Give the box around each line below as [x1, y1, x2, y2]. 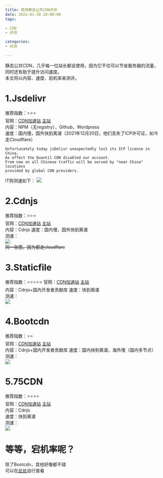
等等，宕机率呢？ [5, 444, 76, 455]
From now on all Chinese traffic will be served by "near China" [5, 159, 143, 165]
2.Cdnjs [5, 196, 38, 207]
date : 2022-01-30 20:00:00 [5, 12, 61, 17]
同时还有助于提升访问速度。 [5, 68, 62, 75]
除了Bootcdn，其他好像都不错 [5, 461, 66, 467]
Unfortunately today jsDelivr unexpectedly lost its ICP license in [5, 146, 150, 151]
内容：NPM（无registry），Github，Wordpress [5, 124, 99, 130]
